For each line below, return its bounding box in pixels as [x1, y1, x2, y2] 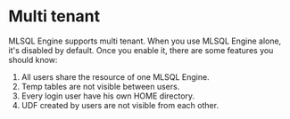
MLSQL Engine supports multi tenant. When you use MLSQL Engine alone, [8, 36, 282, 46]
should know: [8, 54, 58, 65]
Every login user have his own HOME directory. [21, 91, 195, 101]
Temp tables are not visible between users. [21, 81, 180, 91]
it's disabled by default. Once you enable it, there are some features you [8, 44, 274, 55]
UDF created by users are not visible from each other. [21, 99, 220, 110]
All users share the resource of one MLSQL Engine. [21, 71, 211, 82]
